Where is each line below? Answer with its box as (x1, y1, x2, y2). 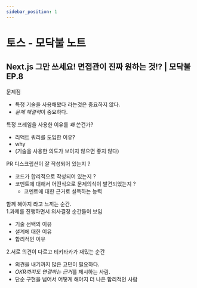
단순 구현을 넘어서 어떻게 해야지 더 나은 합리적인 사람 (14, 275, 138, 283)
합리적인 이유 (14, 235, 46, 242)
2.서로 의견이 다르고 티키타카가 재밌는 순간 (6, 248, 106, 255)
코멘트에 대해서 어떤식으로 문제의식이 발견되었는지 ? (14, 180, 136, 187)
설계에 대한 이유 (14, 228, 52, 235)
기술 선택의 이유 (14, 220, 52, 227)
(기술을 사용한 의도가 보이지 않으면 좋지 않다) (14, 147, 119, 154)
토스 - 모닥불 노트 (6, 36, 87, 49)
